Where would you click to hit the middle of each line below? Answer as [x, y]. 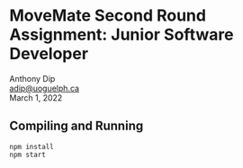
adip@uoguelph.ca [44, 88]
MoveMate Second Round [108, 16]
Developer [49, 54]
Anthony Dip [32, 78]
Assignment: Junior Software [121, 35]
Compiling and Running [76, 126]
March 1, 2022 [36, 97]
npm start [28, 155]
